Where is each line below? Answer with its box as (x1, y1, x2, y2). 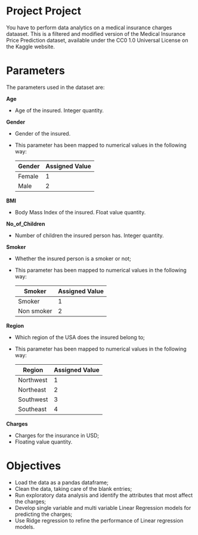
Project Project (6, 4, 82, 18)
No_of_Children (6, 220, 45, 227)
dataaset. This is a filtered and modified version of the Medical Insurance (6, 30, 186, 37)
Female (17, 172, 39, 180)
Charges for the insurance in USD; (14, 432, 100, 439)
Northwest (17, 376, 48, 384)
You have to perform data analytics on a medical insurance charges (6, 24, 172, 31)
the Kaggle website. (6, 43, 55, 50)
